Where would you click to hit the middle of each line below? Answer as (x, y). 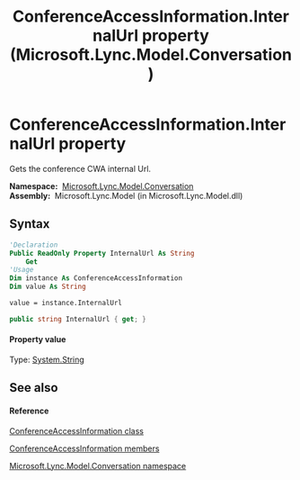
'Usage (22, 270)
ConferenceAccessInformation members (84, 448)
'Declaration (34, 245)
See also (34, 388)
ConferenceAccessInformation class (76, 430)
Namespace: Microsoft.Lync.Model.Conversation (101, 186)
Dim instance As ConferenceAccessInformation (96, 278)
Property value (38, 340)
